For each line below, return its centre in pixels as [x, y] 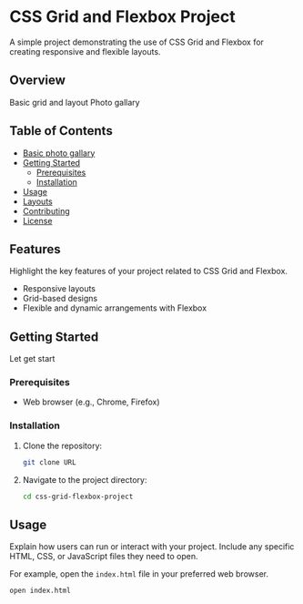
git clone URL [49, 462]
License [37, 220]
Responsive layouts [59, 289]
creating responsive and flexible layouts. [85, 51]
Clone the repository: [62, 445]
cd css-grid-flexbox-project [78, 497]
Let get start [32, 359]
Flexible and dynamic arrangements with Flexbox [115, 308]
